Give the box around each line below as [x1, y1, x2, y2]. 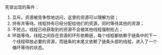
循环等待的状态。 [12, 45, 47, 50]
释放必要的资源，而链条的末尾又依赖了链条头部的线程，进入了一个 [25, 39, 157, 44]
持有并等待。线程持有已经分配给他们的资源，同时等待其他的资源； [12, 21, 144, 26]
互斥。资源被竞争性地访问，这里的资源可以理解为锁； [12, 14, 119, 20]
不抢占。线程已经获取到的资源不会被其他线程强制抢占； [12, 27, 123, 32]
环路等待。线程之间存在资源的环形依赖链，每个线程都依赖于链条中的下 [12, 33, 153, 38]
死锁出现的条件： [5, 4, 39, 10]
